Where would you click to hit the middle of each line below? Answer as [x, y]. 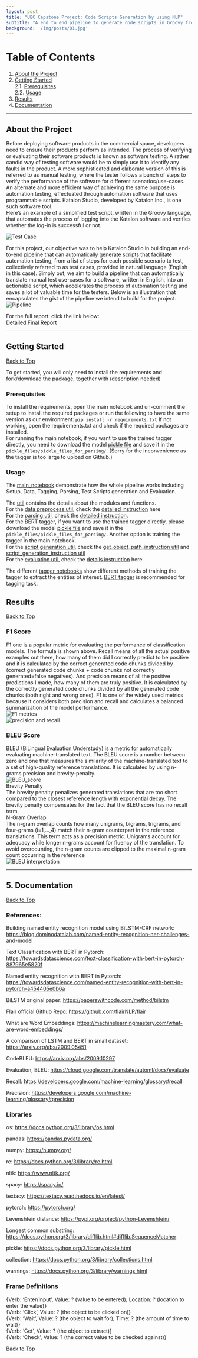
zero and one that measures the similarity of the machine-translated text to [97, 761]
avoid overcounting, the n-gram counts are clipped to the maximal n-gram [96, 849]
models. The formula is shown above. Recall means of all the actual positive [98, 651]
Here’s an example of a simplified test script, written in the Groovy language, [99, 213]
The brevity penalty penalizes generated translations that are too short [92, 792]
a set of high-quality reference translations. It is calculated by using [88, 767]
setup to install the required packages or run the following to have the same [98, 413]
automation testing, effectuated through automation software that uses [92, 194]
